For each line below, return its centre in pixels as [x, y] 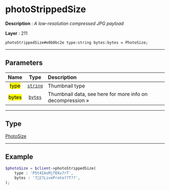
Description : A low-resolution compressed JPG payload [65, 23]
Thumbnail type [66, 86]
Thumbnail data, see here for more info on [98, 94]
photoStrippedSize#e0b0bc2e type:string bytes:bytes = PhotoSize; [77, 42]
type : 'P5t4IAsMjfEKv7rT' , [44, 173]
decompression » [69, 100]
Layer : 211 [16, 33]
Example [19, 157]
